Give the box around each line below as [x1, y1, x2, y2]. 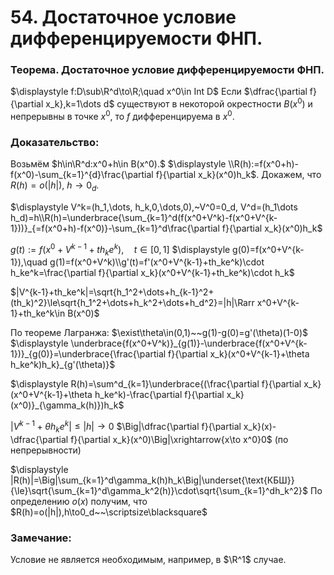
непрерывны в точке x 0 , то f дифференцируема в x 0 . [10, 109, 235, 122]
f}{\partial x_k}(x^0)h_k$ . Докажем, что [155, 169, 322, 181]
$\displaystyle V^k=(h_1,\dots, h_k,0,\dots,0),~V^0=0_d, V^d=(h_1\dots [10, 201, 298, 213]
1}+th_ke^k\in [10, 307, 66, 320]
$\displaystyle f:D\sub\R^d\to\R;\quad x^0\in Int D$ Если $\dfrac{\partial [10, 86, 308, 98]
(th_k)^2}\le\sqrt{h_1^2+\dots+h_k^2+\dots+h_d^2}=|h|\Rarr [10, 297, 255, 309]
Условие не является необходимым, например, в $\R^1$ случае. [10, 554, 287, 566]
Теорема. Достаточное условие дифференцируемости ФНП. [10, 63, 325, 77]
